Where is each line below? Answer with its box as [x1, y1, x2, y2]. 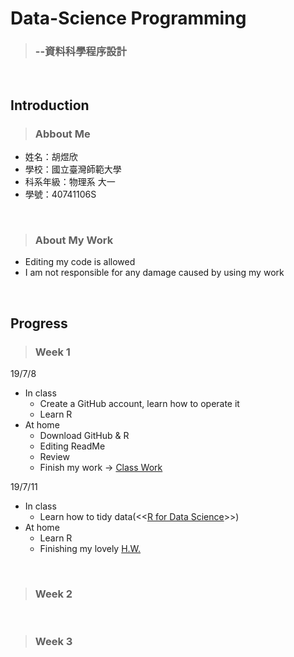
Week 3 [34, 635, 73, 649]
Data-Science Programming [10, 7, 247, 30]
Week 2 [34, 587, 73, 601]
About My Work [34, 233, 114, 247]
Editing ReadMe [39, 440, 106, 452]
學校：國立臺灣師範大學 [24, 163, 122, 176]
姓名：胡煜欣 [24, 151, 78, 163]
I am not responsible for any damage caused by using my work [24, 267, 285, 279]
